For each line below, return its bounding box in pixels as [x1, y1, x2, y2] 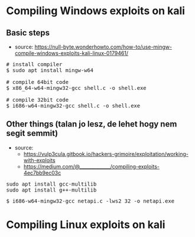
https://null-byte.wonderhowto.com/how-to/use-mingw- [34, 43, 173, 50]
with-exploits [23, 157, 56, 164]
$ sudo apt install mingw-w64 [6, 67, 94, 73]
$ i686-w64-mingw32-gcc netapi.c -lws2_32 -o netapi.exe [6, 197, 175, 204]
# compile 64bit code [6, 79, 69, 85]
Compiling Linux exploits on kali [6, 218, 165, 231]
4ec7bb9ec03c [23, 169, 61, 176]
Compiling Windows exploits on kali [6, 4, 185, 18]
